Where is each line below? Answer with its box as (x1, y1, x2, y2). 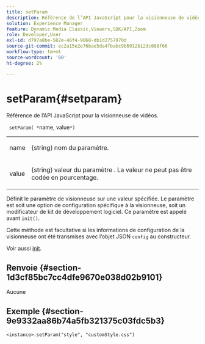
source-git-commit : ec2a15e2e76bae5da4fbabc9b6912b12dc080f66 (6, 43, 168, 49)
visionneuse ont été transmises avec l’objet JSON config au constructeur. (6, 233, 191, 240)
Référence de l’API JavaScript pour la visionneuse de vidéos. (6, 112, 159, 119)
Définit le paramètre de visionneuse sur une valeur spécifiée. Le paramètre (6, 195, 195, 202)
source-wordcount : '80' (6, 54, 67, 60)
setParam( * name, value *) (9, 123, 76, 131)
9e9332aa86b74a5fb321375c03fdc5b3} (6, 315, 165, 326)
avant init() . (6, 214, 40, 222)
